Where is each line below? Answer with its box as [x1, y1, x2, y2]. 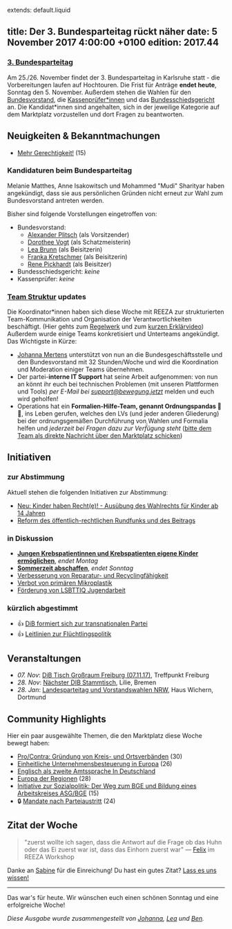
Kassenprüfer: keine [17, 274, 75, 283]
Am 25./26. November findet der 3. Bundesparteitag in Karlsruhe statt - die [7, 73, 220, 82]
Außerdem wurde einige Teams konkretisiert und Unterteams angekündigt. [7, 330, 220, 338]
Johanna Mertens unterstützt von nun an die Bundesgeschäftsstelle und [17, 351, 223, 359]
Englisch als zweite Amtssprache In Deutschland [17, 767, 156, 775]
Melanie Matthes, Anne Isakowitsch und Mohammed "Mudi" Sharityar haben [7, 182, 225, 190]
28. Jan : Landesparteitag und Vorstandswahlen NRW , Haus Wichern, [17, 686, 214, 694]
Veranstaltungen [7, 653, 81, 664]
